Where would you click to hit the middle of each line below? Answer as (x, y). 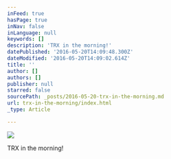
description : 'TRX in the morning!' (59, 45)
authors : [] (24, 77)
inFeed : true (26, 13)
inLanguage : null (32, 33)
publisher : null (30, 84)
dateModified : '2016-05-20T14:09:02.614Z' (69, 59)
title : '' (21, 65)
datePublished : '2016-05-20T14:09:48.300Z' (70, 52)
